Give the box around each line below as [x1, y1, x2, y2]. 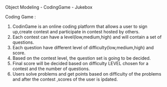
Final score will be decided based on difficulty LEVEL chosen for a [12, 61, 149, 66]
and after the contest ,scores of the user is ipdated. [12, 77, 118, 82]
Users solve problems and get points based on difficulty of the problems [12, 71, 162, 77]
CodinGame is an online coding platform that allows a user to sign [12, 23, 148, 29]
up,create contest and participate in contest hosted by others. [12, 29, 140, 34]
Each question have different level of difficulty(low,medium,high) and [12, 45, 154, 50]
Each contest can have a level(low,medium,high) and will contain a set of [12, 34, 162, 40]
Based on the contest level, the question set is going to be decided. [12, 55, 151, 61]
